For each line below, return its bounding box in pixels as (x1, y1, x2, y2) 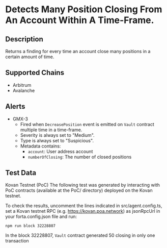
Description (5, 35, 43, 43)
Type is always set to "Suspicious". (20, 137, 94, 143)
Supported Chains (5, 68, 65, 77)
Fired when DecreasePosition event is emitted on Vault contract (20, 121, 154, 127)
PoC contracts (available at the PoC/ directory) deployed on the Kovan (5, 187, 153, 193)
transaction (5, 238, 29, 244)
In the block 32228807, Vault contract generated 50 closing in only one (5, 232, 155, 238)
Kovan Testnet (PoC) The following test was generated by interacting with (5, 182, 160, 188)
